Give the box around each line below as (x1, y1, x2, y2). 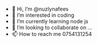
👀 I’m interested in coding (11, 12, 75, 19)
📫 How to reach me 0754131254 (11, 31, 92, 37)
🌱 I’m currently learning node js (11, 18, 88, 24)
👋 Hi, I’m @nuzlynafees (11, 6, 69, 12)
